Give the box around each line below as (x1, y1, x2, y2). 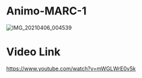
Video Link (6, 45, 61, 59)
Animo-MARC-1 (6, 4, 87, 18)
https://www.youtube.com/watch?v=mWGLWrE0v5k (6, 65, 136, 72)
